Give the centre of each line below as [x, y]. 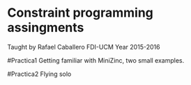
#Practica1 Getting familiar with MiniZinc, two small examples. [96, 60]
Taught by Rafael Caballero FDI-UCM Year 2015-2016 [84, 47]
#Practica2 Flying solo [39, 74]
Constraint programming [80, 13]
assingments [46, 28]
